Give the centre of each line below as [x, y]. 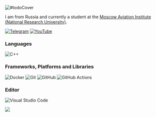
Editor [12, 90]
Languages [19, 44]
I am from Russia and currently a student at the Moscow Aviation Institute [78, 17]
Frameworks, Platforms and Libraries [49, 67]
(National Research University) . [36, 22]
